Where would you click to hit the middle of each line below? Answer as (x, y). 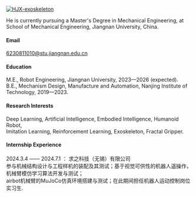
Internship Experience (34, 145)
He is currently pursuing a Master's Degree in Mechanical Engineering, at (95, 20)
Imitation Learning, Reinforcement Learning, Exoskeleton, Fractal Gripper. (95, 131)
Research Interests (30, 106)
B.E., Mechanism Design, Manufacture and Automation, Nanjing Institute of (97, 86)
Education (19, 66)
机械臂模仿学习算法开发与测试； (45, 173)
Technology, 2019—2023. (37, 92)
